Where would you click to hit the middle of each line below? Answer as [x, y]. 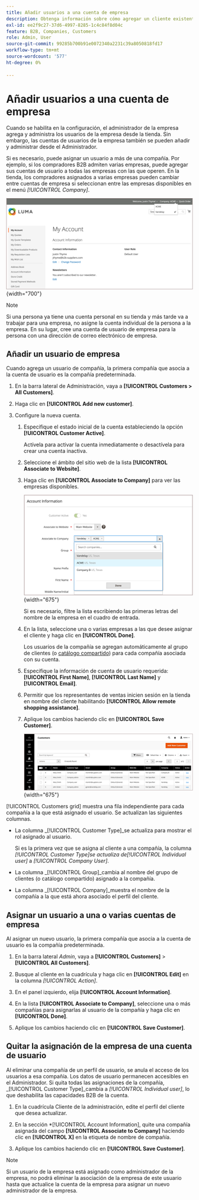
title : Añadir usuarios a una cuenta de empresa [67, 12]
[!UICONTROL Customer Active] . [64, 433]
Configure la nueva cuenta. [48, 415]
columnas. [19, 819]
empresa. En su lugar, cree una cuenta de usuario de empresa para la [91, 329]
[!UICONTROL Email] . [50, 683]
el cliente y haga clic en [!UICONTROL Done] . [79, 635]
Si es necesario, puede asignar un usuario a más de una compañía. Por [93, 158]
